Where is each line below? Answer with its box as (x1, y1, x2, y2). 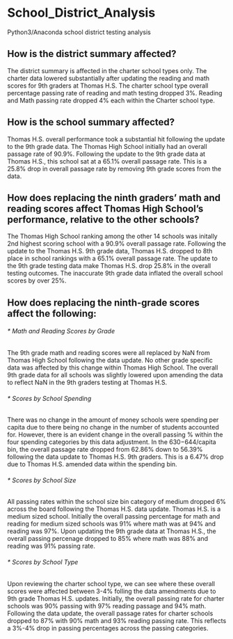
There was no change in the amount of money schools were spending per (7, 416, 219, 424)
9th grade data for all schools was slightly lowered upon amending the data (7, 370, 223, 379)
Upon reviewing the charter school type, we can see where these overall (7, 579, 216, 587)
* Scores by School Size (7, 475, 77, 484)
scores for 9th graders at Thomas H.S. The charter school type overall (7, 81, 209, 90)
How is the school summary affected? (7, 116, 175, 128)
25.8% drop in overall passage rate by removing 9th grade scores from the (7, 164, 221, 173)
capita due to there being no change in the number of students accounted (7, 423, 219, 432)
